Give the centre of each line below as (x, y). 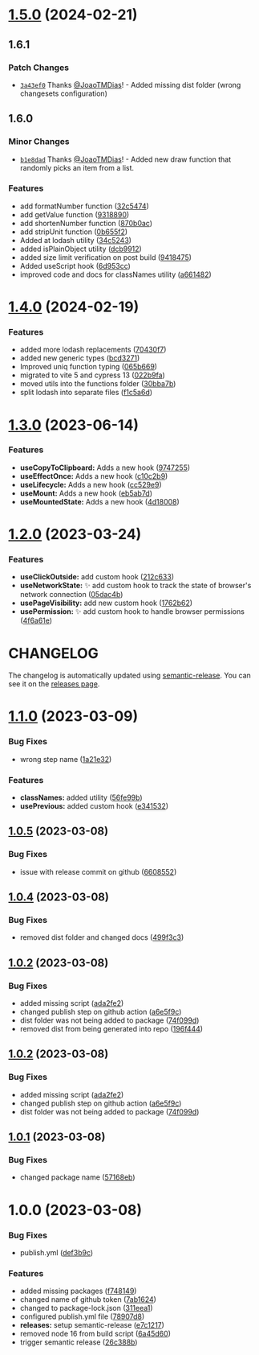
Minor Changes (39, 142)
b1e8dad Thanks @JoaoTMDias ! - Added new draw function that (125, 159)
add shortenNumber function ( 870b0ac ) (86, 223)
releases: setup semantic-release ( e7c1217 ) (92, 1325)
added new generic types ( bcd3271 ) (80, 358)
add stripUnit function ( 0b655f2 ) (74, 232)
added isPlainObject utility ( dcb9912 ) (81, 249)
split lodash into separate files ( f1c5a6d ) (86, 393)
